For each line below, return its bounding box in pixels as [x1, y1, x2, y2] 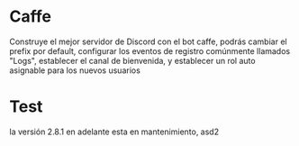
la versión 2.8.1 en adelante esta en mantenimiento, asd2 [9, 126, 219, 137]
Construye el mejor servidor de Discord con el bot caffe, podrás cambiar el [9, 36, 287, 47]
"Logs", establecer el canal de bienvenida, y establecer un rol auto [9, 55, 256, 66]
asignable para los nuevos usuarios [9, 65, 141, 76]
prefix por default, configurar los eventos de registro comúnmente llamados [9, 45, 291, 56]
